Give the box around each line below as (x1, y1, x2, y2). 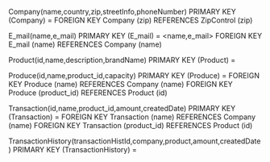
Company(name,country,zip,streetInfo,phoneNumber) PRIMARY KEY (8, 7, 236, 16)
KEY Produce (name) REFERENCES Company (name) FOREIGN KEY (8, 80, 234, 89)
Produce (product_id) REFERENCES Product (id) (8, 88, 168, 98)
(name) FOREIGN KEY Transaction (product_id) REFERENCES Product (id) (8, 121, 253, 130)
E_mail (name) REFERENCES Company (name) (8, 39, 163, 49)
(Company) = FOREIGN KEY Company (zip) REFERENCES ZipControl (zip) (8, 15, 253, 25)
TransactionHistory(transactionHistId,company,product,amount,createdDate (8, 136, 261, 146)
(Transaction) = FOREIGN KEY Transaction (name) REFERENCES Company (8, 112, 256, 122)
